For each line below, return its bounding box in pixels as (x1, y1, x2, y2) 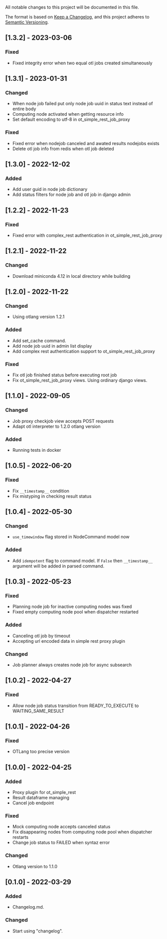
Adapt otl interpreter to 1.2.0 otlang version (12, 423, 101, 429)
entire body (12, 106, 36, 112)
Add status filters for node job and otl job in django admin (12, 191, 131, 197)
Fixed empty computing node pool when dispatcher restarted (12, 609, 139, 615)
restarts (12, 834, 29, 840)
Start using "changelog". (12, 928, 63, 934)
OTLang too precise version (12, 749, 70, 754)
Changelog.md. (12, 904, 44, 910)
